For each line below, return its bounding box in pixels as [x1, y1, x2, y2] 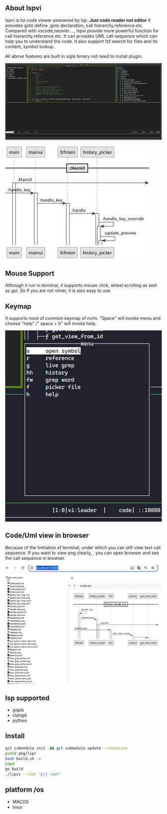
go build [5, 767, 23, 772]
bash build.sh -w [5, 756, 41, 761]
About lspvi [5, 4, 42, 12]
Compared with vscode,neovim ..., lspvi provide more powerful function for [5, 27, 159, 34]
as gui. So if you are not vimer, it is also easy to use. [5, 288, 112, 294]
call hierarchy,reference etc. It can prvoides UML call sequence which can [5, 33, 158, 39]
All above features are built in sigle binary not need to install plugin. [5, 53, 143, 59]
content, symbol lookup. [5, 43, 55, 49]
